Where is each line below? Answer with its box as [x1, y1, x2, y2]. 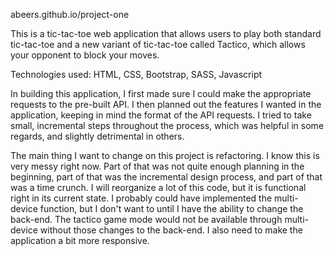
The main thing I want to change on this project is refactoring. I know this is [10, 150, 320, 161]
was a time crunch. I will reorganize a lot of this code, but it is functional [10, 182, 307, 193]
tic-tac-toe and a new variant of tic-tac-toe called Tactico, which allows [10, 39, 306, 50]
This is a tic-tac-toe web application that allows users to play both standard [10, 28, 322, 39]
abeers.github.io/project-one [10, 9, 130, 20]
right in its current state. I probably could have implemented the [10, 192, 273, 204]
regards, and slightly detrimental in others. [10, 130, 185, 142]
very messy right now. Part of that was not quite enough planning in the [10, 160, 305, 172]
